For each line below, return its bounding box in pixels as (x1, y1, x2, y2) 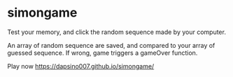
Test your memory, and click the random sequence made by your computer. (7, 28, 226, 36)
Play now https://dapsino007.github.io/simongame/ (7, 62, 155, 70)
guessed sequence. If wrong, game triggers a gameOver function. (7, 49, 198, 57)
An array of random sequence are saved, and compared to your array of (7, 41, 216, 49)
